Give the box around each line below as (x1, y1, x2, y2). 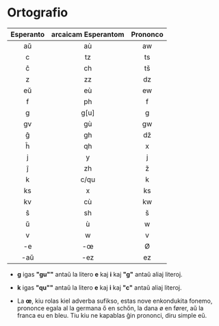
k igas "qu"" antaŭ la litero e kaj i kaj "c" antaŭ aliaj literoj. (16, 283, 182, 292)
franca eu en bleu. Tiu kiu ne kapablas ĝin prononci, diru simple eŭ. (16, 311, 207, 319)
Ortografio (7, 5, 68, 21)
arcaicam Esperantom (51, 29, 125, 39)
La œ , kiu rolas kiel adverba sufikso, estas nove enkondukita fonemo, (16, 297, 213, 305)
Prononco (131, 29, 164, 39)
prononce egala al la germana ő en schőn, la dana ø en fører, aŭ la (16, 303, 204, 312)
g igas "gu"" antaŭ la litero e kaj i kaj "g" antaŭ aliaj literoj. (16, 270, 183, 278)
